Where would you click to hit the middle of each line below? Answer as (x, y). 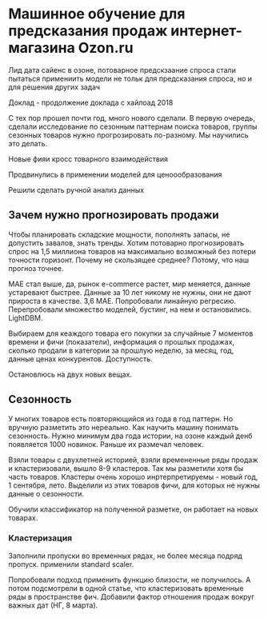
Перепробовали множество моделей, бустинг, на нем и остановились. (130, 309)
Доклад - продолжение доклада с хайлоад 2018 (91, 102)
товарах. (23, 517)
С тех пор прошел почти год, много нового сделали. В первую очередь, (132, 118)
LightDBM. (26, 317)
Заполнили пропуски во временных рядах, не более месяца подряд (125, 556)
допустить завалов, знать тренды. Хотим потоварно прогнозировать (126, 243)
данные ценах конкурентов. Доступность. (81, 359)
